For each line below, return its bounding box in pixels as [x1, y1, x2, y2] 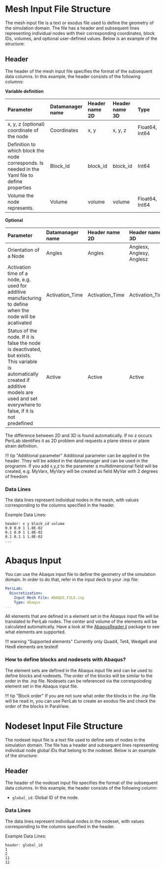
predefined [7, 419, 33, 426]
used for [7, 282, 27, 289]
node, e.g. [7, 276, 31, 283]
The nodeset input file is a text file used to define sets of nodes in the [5, 737, 146, 743]
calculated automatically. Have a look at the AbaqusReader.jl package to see [5, 624, 160, 630]
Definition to [7, 141, 36, 148]
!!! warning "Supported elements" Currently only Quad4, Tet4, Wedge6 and [5, 639, 157, 644]
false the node [7, 340, 41, 346]
